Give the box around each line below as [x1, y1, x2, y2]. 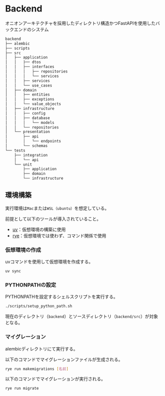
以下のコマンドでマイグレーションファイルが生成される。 [5, 356, 123, 362]
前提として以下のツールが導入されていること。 [5, 215, 101, 221]
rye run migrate [5, 386, 39, 391]
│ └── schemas [5, 143, 48, 148]
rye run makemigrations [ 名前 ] [5, 366, 69, 371]
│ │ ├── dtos [5, 59, 41, 65]
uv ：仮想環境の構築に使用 [12, 226, 66, 232]
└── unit [14, 162, 32, 167]
